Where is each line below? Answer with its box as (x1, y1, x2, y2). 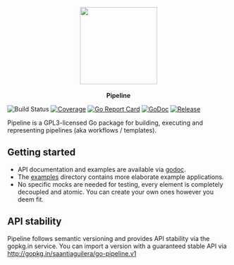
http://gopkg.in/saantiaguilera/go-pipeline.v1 (7, 249, 137, 257)
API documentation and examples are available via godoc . (17, 165, 186, 173)
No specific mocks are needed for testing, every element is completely (17, 180, 223, 188)
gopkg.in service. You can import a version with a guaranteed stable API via (7, 242, 227, 250)
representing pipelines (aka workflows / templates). (7, 126, 157, 134)
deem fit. (17, 195, 44, 204)
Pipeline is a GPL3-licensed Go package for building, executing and (7, 118, 203, 127)
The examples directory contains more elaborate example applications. (17, 173, 224, 181)
